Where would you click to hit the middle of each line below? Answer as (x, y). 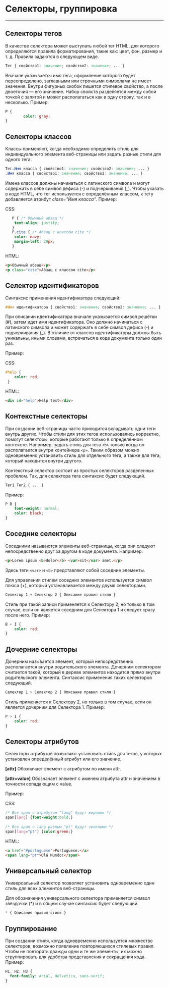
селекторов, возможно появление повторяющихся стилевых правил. (80, 946)
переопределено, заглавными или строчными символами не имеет (78, 81)
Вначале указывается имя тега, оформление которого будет (70, 75)
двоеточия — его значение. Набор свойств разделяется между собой (81, 91)
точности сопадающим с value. (39, 784)
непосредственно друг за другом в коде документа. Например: (74, 551)
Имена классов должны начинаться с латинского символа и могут (77, 183)
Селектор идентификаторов (52, 286)
